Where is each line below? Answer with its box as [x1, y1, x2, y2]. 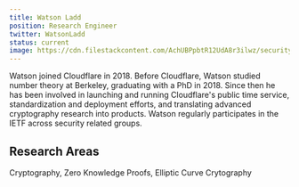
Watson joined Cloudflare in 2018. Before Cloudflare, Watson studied [9, 70, 261, 81]
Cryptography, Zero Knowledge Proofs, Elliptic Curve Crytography [9, 167, 252, 178]
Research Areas [9, 143, 100, 159]
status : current [9, 37, 69, 47]
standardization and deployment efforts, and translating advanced [9, 99, 252, 110]
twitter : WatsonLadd [9, 29, 86, 38]
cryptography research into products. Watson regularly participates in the [9, 109, 279, 119]
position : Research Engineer [9, 21, 117, 30]
